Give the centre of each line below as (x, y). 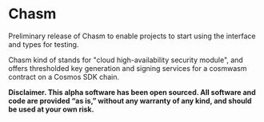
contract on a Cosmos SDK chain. (64, 77)
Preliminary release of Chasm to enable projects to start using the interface (132, 36)
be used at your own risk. (51, 109)
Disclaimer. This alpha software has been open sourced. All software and (132, 92)
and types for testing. (44, 44)
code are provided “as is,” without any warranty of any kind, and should (130, 100)
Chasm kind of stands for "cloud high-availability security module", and (126, 60)
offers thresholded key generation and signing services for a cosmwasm (128, 68)
